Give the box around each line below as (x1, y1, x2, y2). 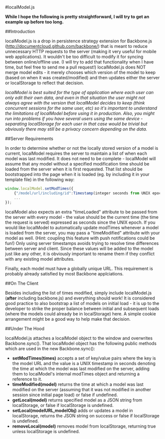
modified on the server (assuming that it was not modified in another (12, 386, 151, 392)
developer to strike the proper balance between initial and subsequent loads (5, 305, 160, 311)
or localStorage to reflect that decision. (5, 80, 84, 86)
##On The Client (5, 280, 39, 286)
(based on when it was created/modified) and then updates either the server (5, 75, 160, 80)
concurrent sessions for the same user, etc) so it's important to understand (5, 105, 157, 111)
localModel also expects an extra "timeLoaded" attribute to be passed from (5, 209, 158, 215)
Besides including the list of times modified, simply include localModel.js (5, 290, 152, 296)
